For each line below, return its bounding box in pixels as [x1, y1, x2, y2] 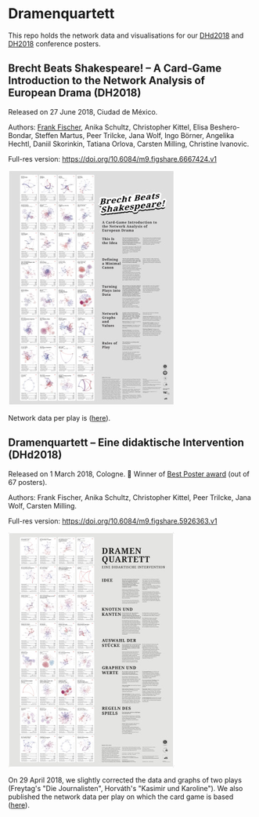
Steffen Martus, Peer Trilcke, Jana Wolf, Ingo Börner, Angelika [34, 130, 235, 140]
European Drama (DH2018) [8, 86, 142, 100]
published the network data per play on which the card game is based [8, 792, 234, 801]
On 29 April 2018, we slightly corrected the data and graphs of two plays [8, 775, 243, 785]
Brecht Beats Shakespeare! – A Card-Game [8, 62, 221, 75]
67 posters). [8, 477, 48, 487]
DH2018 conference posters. [8, 38, 101, 48]
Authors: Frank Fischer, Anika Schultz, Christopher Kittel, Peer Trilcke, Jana [8, 492, 252, 502]
